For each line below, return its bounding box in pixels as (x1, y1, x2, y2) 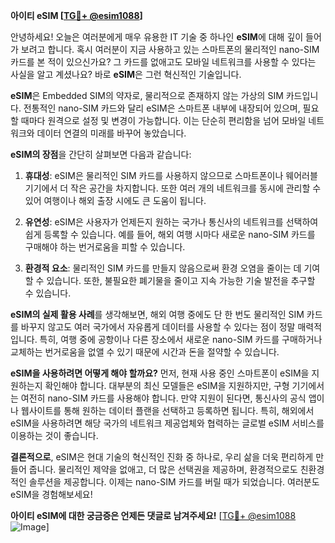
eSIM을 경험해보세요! (10, 489, 93, 500)
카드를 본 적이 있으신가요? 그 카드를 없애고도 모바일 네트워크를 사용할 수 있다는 (10, 56, 317, 68)
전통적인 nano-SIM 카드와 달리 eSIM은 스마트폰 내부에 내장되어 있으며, (23, 102, 301, 114)
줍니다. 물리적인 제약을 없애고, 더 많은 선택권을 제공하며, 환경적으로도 (28, 464, 298, 475)
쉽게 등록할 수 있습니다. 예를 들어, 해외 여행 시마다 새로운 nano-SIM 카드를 (24, 229, 316, 240)
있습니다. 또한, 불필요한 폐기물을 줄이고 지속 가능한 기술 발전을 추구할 (46, 275, 316, 286)
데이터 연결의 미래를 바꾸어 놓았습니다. (36, 127, 187, 139)
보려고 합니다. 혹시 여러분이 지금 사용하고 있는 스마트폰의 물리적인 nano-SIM (20, 44, 320, 55)
